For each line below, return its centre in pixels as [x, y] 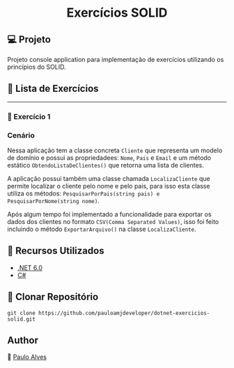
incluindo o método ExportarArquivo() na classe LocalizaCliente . [102, 229]
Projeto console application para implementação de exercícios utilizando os [116, 59]
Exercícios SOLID [117, 13]
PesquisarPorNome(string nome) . [53, 201]
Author [23, 341]
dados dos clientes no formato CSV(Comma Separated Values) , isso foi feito [113, 222]
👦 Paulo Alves [27, 357]
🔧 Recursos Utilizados [56, 251]
